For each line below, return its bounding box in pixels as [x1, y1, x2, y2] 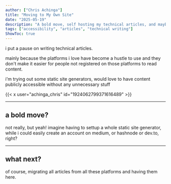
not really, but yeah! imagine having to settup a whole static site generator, [5, 124, 162, 130]
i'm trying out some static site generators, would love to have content [5, 76, 151, 82]
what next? [5, 155, 42, 164]
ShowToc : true [5, 31, 36, 36]
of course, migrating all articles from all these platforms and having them [5, 168, 158, 174]
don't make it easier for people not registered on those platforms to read [5, 61, 157, 66]
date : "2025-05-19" [5, 17, 47, 22]
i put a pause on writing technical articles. [5, 45, 93, 51]
